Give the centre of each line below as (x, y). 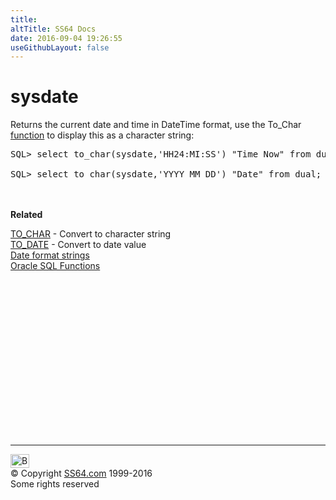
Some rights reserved (55, 484)
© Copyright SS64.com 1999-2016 (81, 473)
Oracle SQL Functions (55, 266)
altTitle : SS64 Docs (53, 29)
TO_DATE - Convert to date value (78, 245)
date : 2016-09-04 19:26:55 (66, 38)
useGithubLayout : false (60, 47)
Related (26, 215)
